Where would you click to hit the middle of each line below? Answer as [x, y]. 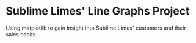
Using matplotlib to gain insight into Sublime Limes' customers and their [96, 28]
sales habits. [22, 34]
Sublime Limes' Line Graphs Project [98, 11]
